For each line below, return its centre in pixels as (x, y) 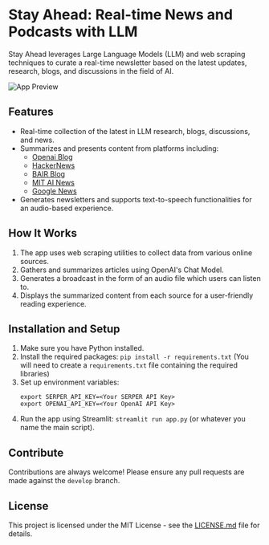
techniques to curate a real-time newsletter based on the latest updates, (128, 63)
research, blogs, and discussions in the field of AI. (91, 71)
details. (20, 534)
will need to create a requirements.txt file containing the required (129, 365)
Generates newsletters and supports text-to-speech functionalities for (136, 199)
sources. (35, 261)
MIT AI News (53, 182)
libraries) (35, 374)
